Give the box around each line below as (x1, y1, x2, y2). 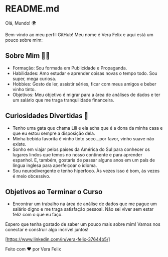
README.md (5, 3, 60, 15)
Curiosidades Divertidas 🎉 (5, 112, 89, 120)
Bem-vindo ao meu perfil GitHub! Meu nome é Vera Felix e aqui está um (5, 31, 154, 38)
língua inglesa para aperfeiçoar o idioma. (12, 162, 97, 168)
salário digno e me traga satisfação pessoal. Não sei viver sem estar (12, 206, 154, 212)
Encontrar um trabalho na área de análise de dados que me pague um (12, 201, 157, 207)
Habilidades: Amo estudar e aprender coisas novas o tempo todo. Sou (12, 70, 157, 76)
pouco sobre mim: (5, 37, 43, 43)
